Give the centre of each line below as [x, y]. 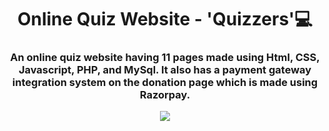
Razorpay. [165, 95]
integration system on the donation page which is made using [165, 83]
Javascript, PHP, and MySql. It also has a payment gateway [165, 70]
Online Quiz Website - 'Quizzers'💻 [165, 19]
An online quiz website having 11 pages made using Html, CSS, [165, 58]
